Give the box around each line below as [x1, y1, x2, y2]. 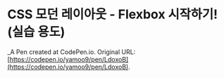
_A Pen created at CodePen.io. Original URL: [7, 47, 136, 56]
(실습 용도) [7, 24, 66, 40]
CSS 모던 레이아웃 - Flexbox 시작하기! [7, 6, 218, 22]
